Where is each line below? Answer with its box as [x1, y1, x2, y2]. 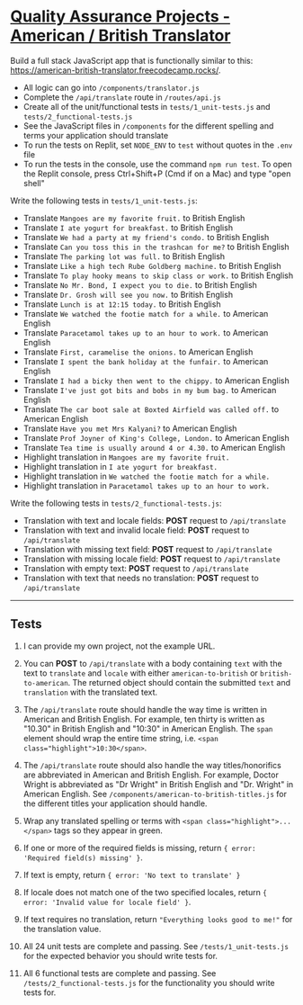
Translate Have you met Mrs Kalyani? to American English [22, 423, 237, 434]
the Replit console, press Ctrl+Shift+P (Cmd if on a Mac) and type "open [22, 168, 291, 179]
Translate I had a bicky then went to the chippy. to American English [22, 375, 290, 386]
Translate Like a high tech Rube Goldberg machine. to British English [22, 260, 281, 271]
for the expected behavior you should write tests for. [22, 950, 218, 961]
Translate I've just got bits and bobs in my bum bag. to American [22, 384, 277, 395]
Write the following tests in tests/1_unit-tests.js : [10, 195, 199, 206]
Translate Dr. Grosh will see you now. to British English [22, 289, 233, 300]
